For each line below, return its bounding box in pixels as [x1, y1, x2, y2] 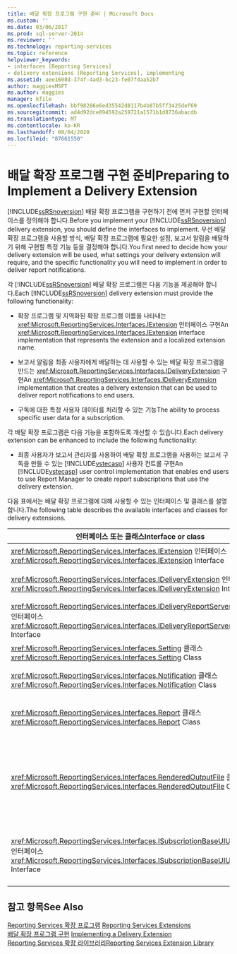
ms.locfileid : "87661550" [7, 135, 83, 142]
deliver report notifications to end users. [17, 391, 135, 400]
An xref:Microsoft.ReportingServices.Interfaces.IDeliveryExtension [23, 376, 217, 384]
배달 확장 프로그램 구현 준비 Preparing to [7, 167, 230, 184]
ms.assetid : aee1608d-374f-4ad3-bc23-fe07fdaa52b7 [7, 76, 159, 83]
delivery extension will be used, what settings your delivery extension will [7, 251, 221, 259]
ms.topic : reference [7, 50, 68, 57]
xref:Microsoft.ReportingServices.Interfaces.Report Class [11, 717, 201, 727]
